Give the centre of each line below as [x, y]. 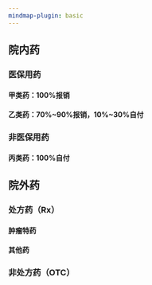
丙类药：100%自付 [39, 158]
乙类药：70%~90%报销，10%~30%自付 [76, 115]
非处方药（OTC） [41, 273]
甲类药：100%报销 [39, 95]
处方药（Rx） [34, 209]
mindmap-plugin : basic [46, 16]
